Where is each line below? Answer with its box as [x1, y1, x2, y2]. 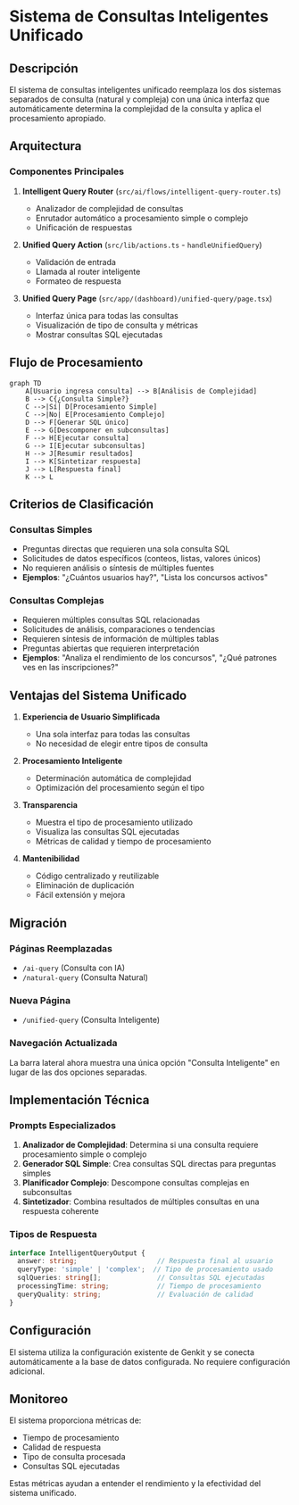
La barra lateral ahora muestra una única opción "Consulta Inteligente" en [9, 1057, 280, 1068]
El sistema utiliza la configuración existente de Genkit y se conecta [9, 1346, 255, 1358]
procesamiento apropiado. [9, 113, 106, 123]
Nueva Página [9, 994, 71, 1006]
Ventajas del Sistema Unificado [9, 687, 187, 703]
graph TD [9, 378, 42, 387]
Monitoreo [9, 1391, 69, 1407]
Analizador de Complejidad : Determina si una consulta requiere [21, 1140, 259, 1151]
